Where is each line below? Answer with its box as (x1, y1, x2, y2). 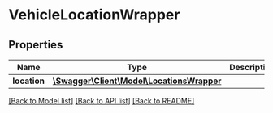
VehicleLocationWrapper (8, 6, 180, 24)
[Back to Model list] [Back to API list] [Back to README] (8, 96, 195, 106)
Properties (8, 38, 63, 52)
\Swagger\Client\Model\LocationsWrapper (52, 75, 222, 86)
